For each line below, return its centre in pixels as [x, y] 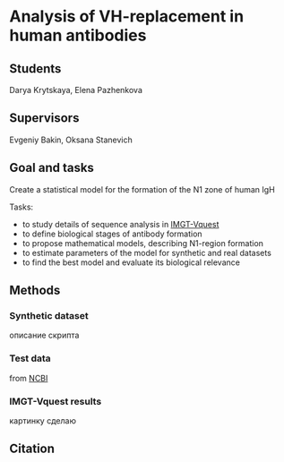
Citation [32, 449]
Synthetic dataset [49, 315]
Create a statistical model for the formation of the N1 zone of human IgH [142, 189]
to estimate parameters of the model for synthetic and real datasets [146, 252]
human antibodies [78, 35]
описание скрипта [44, 335]
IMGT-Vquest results [56, 401]
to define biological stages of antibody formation [112, 234]
